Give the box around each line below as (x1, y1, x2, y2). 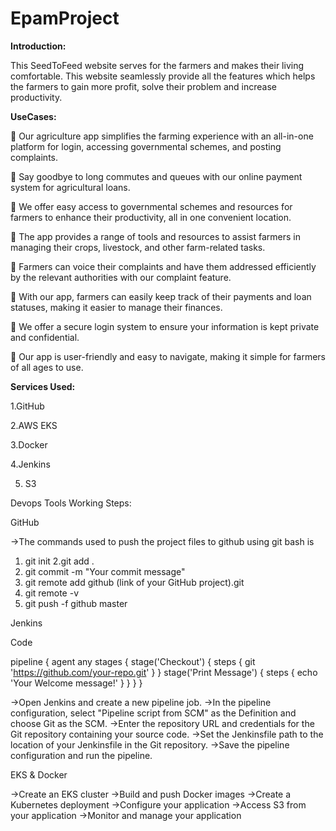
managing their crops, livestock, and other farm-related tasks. (10, 241, 266, 253)
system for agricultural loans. (10, 181, 131, 193)
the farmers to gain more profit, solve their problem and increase (10, 80, 277, 92)
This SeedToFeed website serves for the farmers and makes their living (10, 59, 304, 71)
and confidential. (10, 331, 80, 343)
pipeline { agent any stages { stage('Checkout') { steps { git (10, 655, 256, 667)
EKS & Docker (10, 768, 68, 781)
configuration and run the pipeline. (10, 749, 153, 761)
